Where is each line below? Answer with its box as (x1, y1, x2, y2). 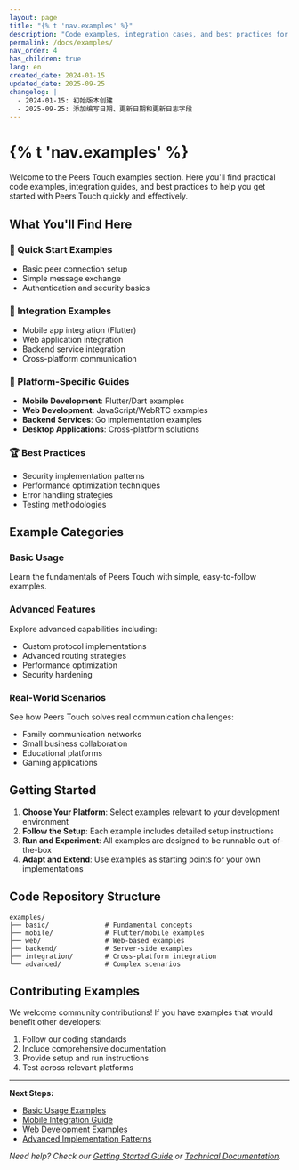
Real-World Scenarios (9, 691, 107, 703)
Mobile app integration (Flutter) (21, 325, 137, 336)
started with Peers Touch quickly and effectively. (9, 191, 189, 201)
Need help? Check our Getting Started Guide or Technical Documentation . (9, 1150, 282, 1162)
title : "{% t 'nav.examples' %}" (9, 21, 133, 30)
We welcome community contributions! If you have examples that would (9, 1007, 273, 1018)
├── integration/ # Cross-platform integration (9, 952, 217, 961)
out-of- (256, 834, 284, 846)
